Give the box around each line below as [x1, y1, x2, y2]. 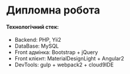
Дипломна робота [6, 4, 101, 17]
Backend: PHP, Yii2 [14, 36, 62, 43]
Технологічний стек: [6, 23, 59, 30]
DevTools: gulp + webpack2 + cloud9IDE [14, 61, 114, 68]
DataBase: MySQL [14, 42, 59, 50]
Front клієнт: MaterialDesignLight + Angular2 [14, 55, 125, 62]
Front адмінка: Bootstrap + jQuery [14, 49, 98, 56]
